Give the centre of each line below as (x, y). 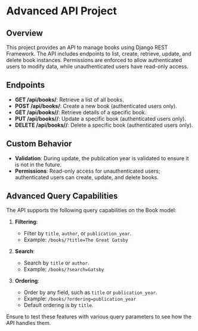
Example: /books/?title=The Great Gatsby (76, 240)
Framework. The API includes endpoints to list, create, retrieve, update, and (99, 54)
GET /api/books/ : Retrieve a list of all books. (69, 99)
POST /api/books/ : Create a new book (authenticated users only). (96, 106)
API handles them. (29, 323)
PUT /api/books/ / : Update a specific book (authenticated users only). (100, 118)
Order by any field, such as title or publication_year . (90, 292)
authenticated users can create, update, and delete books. (87, 177)
